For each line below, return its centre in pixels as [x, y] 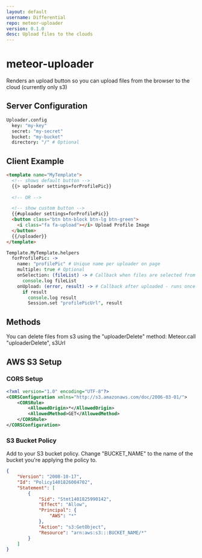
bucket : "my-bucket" [37, 137]
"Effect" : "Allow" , [63, 505]
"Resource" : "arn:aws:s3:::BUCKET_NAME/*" [93, 533]
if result [34, 292]
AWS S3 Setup [34, 362]
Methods [24, 322]
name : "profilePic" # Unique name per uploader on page [89, 264]
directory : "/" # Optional [46, 142]
